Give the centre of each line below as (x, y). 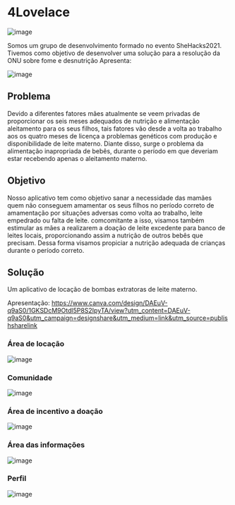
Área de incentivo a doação (55, 411)
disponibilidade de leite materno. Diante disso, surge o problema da (106, 143)
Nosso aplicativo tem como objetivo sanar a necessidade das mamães (110, 198)
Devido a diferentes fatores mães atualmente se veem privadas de (104, 113)
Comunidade (30, 377)
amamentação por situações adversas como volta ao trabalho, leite (105, 213)
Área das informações (46, 445)
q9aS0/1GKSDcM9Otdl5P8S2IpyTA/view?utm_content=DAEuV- (99, 311)
